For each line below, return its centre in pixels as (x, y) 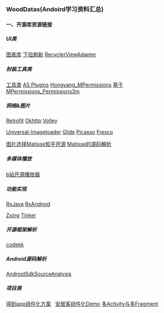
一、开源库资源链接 (29, 24)
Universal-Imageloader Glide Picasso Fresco (60, 132)
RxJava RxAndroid (28, 204)
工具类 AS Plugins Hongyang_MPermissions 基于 (65, 85)
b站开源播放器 (23, 174)
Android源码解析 (26, 259)
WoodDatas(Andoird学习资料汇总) (55, 9)
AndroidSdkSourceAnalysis (39, 274)
